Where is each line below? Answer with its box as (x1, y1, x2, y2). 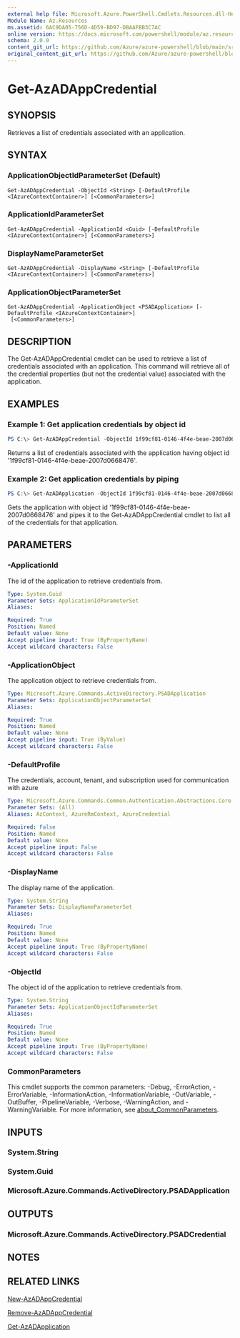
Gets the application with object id (7, 503, 109, 511)
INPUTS (7, 1126, 43, 1138)
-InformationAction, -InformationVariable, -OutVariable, (49, 1090, 212, 1099)
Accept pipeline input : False (7, 844, 98, 851)
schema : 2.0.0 (7, 37, 50, 44)
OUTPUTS (7, 1208, 54, 1220)
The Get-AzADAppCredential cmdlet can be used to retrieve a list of (7, 354, 207, 363)
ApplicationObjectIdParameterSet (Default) (7, 171, 161, 181)
